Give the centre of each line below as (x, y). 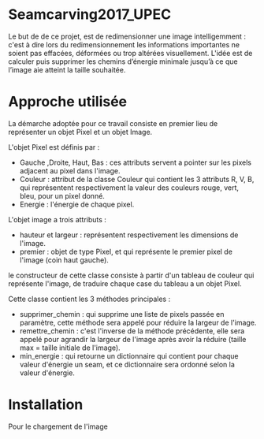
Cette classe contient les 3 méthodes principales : (89, 299)
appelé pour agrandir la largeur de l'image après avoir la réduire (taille (133, 339)
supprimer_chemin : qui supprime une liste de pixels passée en (122, 314)
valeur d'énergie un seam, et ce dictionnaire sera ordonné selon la (127, 364)
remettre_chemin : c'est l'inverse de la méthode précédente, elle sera (132, 331)
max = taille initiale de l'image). (70, 348)
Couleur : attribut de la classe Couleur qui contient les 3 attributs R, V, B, (137, 179)
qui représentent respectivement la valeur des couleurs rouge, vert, (129, 188)
